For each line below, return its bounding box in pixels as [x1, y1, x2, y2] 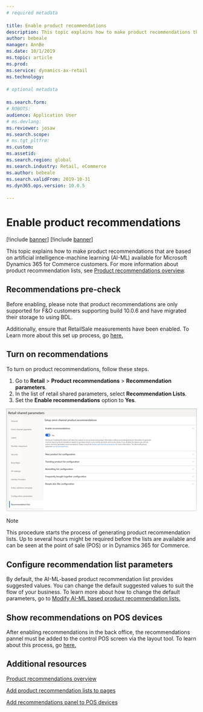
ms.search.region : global [6, 157, 71, 163]
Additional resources [6, 659, 87, 670]
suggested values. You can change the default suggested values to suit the [6, 582, 194, 589]
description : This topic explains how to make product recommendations [6, 29, 190, 35]
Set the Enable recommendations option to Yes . [14, 396, 137, 403]
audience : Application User [6, 112, 77, 118]
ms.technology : [6, 73, 45, 80]
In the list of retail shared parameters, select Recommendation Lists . [14, 390, 187, 397]
